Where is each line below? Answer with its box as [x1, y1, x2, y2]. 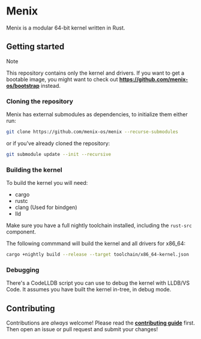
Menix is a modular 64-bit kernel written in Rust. [6, 24, 125, 31]
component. [6, 228, 36, 235]
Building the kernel [6, 166, 62, 174]
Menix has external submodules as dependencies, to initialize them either [6, 111, 188, 118]
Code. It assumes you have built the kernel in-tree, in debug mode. [6, 286, 172, 293]
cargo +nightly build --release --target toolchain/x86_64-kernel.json [6, 252, 189, 258]
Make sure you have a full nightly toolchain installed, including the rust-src [6, 222, 192, 229]
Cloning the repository [6, 97, 73, 105]
